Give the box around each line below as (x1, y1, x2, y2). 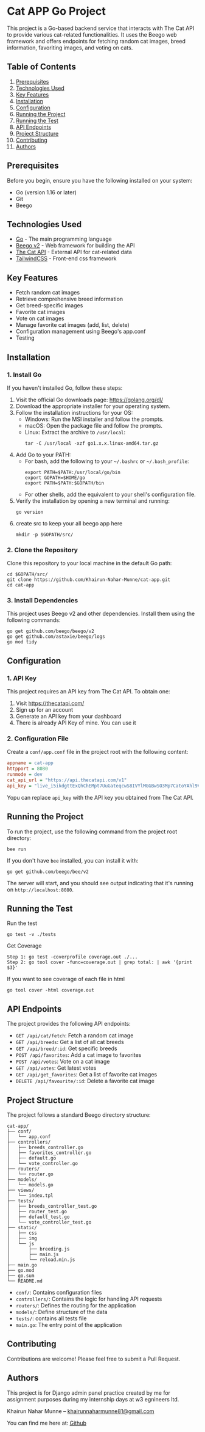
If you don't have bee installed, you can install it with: (7, 857, 139, 864)
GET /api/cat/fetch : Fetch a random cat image (15, 1032, 134, 1039)
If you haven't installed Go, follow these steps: (7, 384, 123, 392)
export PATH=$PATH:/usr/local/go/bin (24, 469, 121, 475)
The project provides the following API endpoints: (7, 1020, 131, 1028)
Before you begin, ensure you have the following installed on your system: (7, 177, 193, 184)
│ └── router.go (7, 1171, 54, 1177)
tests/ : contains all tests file (15, 1315, 87, 1322)
